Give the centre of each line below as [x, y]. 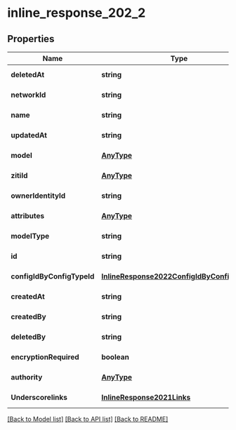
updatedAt [29, 135]
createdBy [29, 317]
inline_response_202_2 [77, 13]
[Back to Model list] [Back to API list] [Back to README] [88, 419]
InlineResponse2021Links [146, 397]
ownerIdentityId [38, 196]
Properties [31, 39]
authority [27, 377]
